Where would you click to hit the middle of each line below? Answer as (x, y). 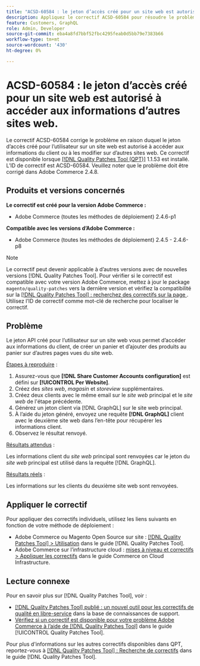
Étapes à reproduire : (32, 364)
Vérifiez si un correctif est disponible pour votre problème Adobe (94, 619)
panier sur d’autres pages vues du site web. (60, 353)
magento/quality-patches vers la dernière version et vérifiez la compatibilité (99, 288)
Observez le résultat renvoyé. (51, 433)
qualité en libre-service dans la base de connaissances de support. (97, 613)
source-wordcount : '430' (37, 45)
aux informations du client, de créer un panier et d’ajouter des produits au (96, 346)
